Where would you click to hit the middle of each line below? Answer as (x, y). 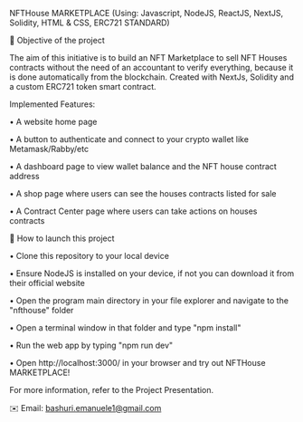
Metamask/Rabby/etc (49, 149)
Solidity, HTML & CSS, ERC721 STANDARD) (90, 23)
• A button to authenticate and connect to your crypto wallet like (129, 139)
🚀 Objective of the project (57, 40)
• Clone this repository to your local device (90, 256)
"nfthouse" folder (42, 310)
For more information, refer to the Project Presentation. (112, 390)
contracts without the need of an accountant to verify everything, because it (151, 67)
